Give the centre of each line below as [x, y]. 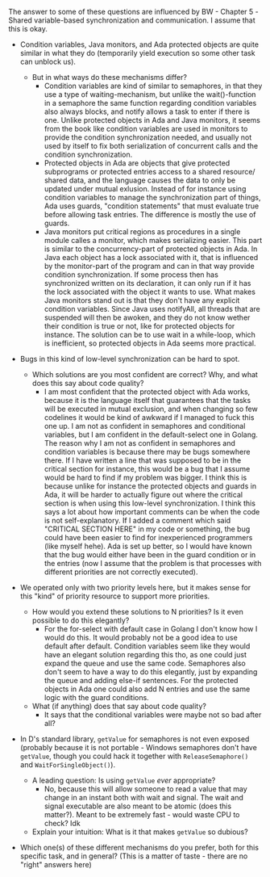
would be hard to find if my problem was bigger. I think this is [145, 477]
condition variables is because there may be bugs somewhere [147, 452]
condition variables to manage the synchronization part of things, [152, 197]
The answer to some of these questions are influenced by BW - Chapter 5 [131, 12]
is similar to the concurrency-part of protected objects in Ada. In [151, 249]
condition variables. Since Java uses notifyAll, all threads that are [152, 309]
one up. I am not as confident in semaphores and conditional [145, 426]
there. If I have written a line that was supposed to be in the [143, 460]
